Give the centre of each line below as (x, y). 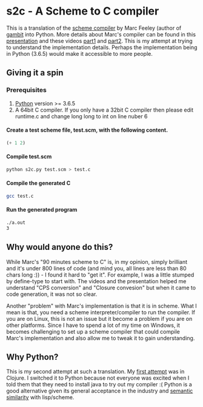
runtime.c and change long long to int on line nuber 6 (81, 116)
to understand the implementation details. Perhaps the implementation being (102, 47)
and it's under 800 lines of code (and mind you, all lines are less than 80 (96, 268)
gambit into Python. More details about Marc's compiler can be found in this (101, 34)
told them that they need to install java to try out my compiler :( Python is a (99, 385)
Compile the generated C (38, 183)
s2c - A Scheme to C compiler (83, 11)
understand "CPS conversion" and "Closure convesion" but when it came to (101, 288)
